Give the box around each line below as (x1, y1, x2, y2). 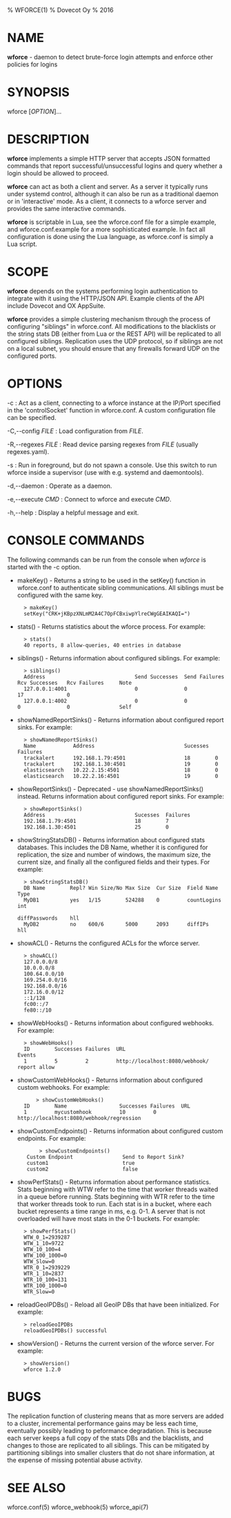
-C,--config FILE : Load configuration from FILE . (7, 426, 143, 435)
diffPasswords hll (17, 915, 79, 922)
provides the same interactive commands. (7, 204, 126, 213)
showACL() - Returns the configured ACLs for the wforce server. (17, 939, 200, 947)
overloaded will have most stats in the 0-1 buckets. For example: (17, 1214, 200, 1222)
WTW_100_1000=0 (23, 1252, 68, 1259)
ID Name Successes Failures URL (23, 1102, 191, 1110)
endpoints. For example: (17, 1134, 86, 1142)
